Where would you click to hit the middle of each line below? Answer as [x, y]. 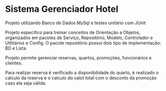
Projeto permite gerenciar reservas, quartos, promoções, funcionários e [79, 57]
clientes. [14, 63]
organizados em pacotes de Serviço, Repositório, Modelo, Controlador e [79, 38]
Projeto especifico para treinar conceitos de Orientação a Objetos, [73, 32]
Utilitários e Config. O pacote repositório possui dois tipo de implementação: [83, 43]
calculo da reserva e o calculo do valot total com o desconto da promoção [81, 78]
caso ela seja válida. [26, 83]
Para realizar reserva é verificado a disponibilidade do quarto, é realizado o [82, 72]
